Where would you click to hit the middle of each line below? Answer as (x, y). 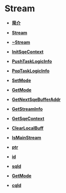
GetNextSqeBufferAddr (36, 99)
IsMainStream (26, 137)
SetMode (21, 80)
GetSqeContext (28, 118)
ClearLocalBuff (28, 128)
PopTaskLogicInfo (31, 71)
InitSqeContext (28, 52)
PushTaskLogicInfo (32, 61)
